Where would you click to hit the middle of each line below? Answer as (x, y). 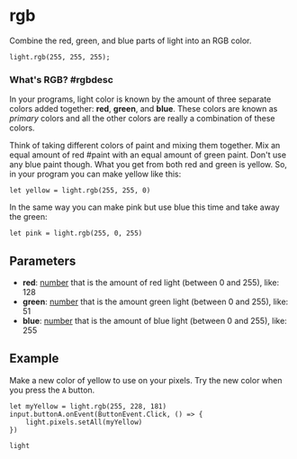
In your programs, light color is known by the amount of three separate (140, 99)
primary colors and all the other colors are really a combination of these (142, 119)
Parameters (43, 261)
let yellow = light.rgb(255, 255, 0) (80, 191)
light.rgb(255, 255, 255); (60, 57)
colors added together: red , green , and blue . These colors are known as (144, 109)
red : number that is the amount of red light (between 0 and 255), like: (151, 283)
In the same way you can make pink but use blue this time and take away (145, 207)
